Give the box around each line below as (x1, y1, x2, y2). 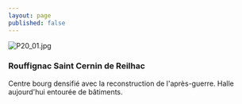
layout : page (8, 11, 52, 20)
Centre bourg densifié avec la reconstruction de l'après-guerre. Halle (8, 79, 234, 88)
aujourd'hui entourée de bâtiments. (8, 87, 123, 96)
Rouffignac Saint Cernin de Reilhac (8, 60, 145, 71)
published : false (8, 19, 66, 27)
